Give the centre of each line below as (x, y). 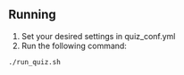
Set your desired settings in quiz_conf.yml (98, 36)
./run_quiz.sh (35, 62)
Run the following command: (74, 46)
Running (33, 15)
